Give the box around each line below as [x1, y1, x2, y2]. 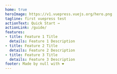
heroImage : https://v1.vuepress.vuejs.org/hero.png [5, 12, 112, 17]
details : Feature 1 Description [9, 39, 76, 44]
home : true [5, 7, 27, 12]
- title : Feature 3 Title [5, 52, 58, 57]
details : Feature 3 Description [9, 57, 76, 62]
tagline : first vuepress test [5, 16, 67, 21]
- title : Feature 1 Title [5, 35, 58, 39]
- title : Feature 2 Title [5, 43, 58, 48]
